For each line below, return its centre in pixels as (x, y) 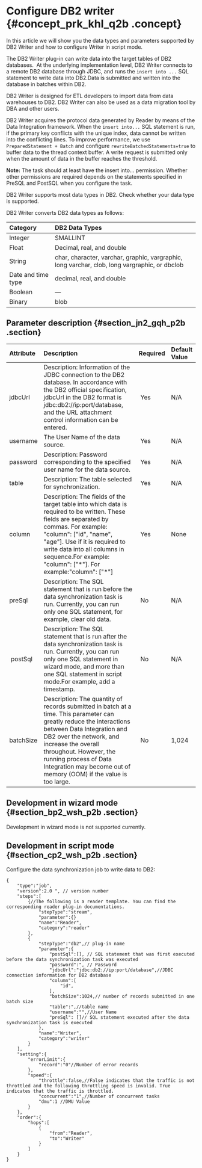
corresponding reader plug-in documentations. (66, 907)
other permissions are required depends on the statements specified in (94, 176)
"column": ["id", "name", (78, 534)
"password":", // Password (83, 965)
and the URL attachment (78, 412)
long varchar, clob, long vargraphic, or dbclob (119, 265)
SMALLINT (70, 238)
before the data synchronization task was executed (72, 960)
